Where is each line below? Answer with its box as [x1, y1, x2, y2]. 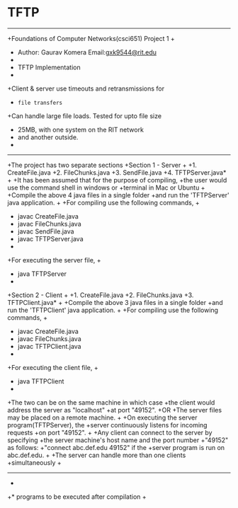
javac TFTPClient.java [17, 342, 81, 350]
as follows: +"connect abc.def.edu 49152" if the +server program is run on [7, 443, 225, 451]
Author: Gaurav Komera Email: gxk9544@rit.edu [17, 47, 157, 57]
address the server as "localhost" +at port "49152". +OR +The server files [7, 405, 222, 414]
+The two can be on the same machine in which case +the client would [7, 398, 215, 407]
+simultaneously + [7, 458, 62, 467]
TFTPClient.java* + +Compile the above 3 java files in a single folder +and [7, 298, 223, 306]
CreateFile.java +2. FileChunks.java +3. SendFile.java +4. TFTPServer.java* [7, 168, 227, 177]
